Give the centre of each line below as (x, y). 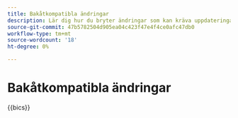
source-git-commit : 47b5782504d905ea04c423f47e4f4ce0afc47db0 (101, 27)
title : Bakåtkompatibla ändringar (58, 14)
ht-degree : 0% (28, 47)
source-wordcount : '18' (42, 40)
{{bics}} (19, 107)
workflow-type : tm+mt (39, 34)
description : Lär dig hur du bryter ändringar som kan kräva (100, 20)
